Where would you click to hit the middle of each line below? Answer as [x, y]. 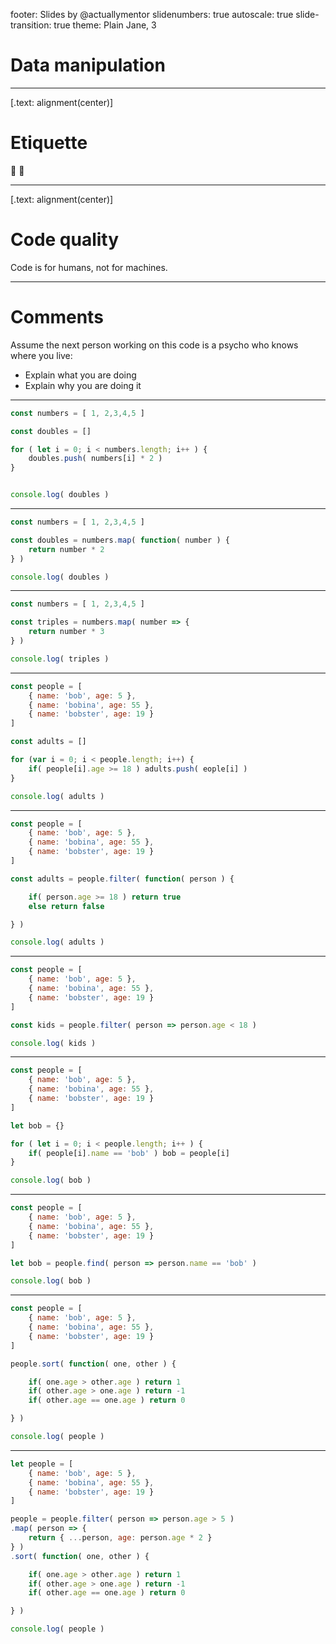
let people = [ [42, 1464]
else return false [66, 906]
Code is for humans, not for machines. [89, 267]
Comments [57, 317]
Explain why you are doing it [83, 385]
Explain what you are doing [80, 375]
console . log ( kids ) [53, 1043]
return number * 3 [66, 632]
